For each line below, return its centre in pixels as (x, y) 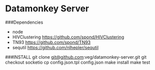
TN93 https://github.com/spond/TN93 (51, 42)
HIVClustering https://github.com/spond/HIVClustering (68, 37)
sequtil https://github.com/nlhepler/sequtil (55, 47)
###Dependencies (24, 22)
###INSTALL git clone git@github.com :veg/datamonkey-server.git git (76, 57)
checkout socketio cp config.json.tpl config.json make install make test (78, 62)
